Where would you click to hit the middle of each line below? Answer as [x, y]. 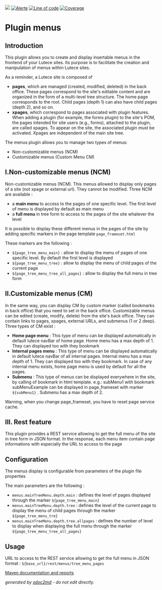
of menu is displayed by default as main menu [58, 208]
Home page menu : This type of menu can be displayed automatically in [84, 335]
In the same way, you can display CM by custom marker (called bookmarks [80, 305]
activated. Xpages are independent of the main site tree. [68, 133]
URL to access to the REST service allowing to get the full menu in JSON [77, 558]
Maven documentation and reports [39, 573]
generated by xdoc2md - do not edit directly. [50, 582]
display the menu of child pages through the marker [64, 511]
